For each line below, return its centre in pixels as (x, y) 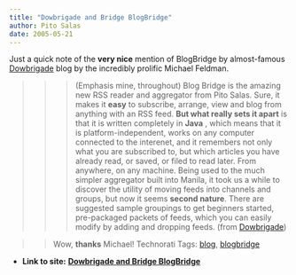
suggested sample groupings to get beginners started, (175, 208)
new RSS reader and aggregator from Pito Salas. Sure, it (178, 95)
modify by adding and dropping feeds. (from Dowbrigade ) (181, 227)
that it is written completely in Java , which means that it (178, 123)
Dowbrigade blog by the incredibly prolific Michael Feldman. (119, 68)
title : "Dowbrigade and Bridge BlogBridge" (91, 17)
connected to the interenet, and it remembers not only (174, 142)
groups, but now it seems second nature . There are (169, 199)
